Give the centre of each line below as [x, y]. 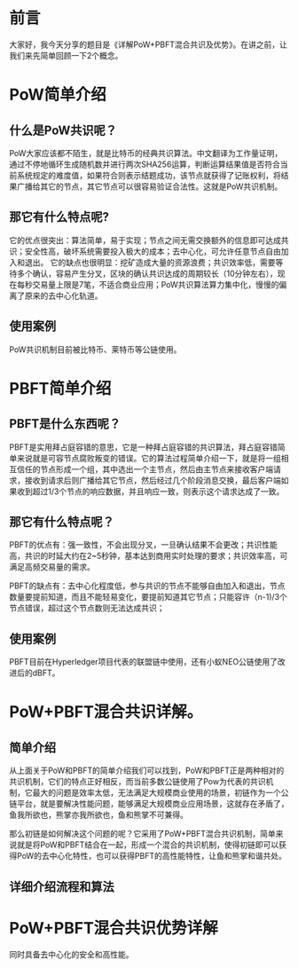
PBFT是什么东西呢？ [65, 424]
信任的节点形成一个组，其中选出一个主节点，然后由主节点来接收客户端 [145, 469]
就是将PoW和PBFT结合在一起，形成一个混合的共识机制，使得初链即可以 [148, 845]
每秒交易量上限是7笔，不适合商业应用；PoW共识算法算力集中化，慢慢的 [148, 284]
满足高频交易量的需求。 [52, 567]
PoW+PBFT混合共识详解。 [106, 712]
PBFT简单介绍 [60, 388]
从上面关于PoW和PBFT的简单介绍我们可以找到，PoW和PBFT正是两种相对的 [147, 771]
